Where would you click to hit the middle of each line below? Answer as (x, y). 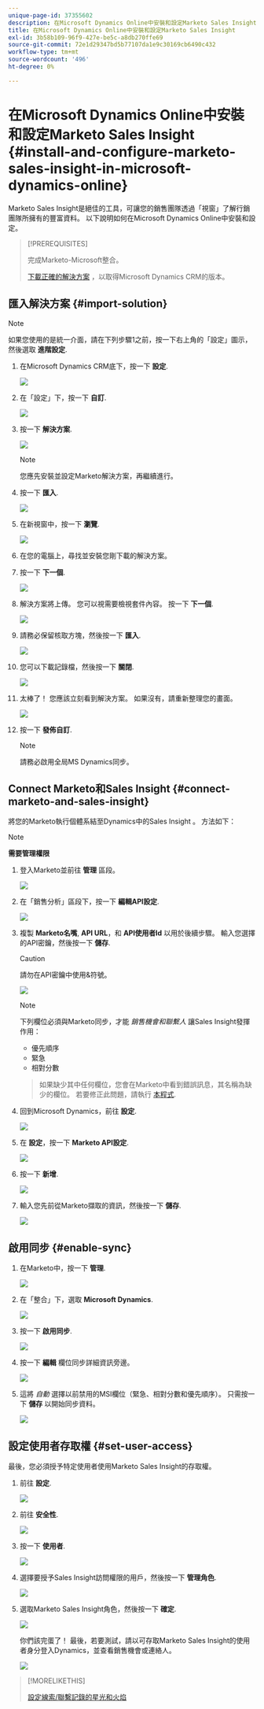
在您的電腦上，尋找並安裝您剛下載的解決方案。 (95, 555)
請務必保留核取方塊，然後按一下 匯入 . (80, 635)
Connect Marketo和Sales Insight (89, 788)
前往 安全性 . (39, 1514)
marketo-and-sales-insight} (79, 801)
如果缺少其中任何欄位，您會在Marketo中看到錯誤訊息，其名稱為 (142, 1085)
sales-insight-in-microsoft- (100, 168)
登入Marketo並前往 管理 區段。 (70, 870)
